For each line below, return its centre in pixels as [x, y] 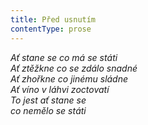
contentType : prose [51, 29]
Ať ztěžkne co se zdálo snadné [74, 68]
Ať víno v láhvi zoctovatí [60, 89]
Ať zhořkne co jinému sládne [69, 78]
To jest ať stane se [48, 100]
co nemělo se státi [48, 110]
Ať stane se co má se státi [64, 57]
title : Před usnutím [53, 19]
